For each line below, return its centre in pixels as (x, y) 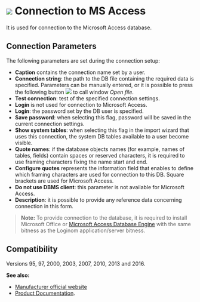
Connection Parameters (51, 46)
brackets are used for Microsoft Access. (64, 181)
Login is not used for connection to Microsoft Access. (81, 104)
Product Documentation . (45, 293)
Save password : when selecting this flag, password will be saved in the (103, 117)
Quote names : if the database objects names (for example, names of (100, 149)
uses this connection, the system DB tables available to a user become (102, 136)
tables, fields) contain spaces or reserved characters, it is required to (100, 155)
